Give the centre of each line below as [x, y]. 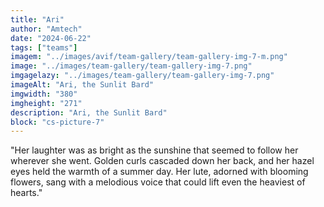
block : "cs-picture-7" [57, 122]
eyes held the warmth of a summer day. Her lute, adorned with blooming [159, 172]
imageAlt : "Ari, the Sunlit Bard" [82, 85]
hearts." [26, 193]
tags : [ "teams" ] [44, 47]
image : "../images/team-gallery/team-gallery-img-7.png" [131, 66]
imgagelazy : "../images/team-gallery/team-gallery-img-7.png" [142, 76]
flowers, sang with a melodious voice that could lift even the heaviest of [158, 182]
